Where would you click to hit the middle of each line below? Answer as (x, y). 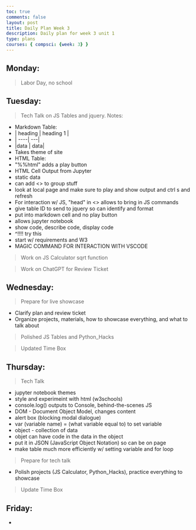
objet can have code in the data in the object (69, 437)
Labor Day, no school (46, 83)
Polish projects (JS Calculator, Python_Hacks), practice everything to (99, 472)
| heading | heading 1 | (42, 133)
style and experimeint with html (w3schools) (68, 399)
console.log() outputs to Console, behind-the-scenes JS (83, 405)
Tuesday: (24, 101)
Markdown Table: (36, 127)
